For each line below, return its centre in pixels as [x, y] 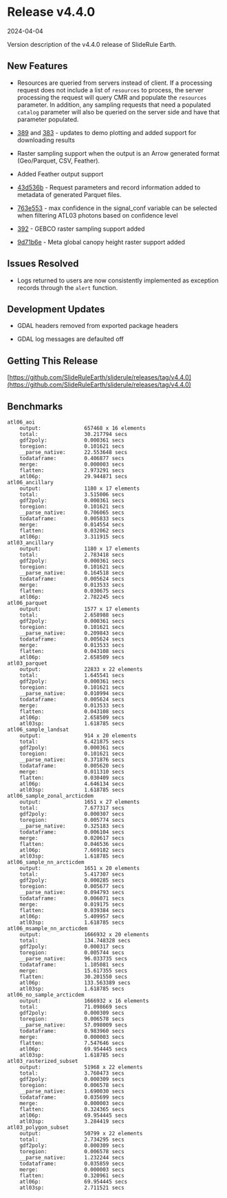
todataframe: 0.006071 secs [72, 898]
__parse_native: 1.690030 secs [72, 1091]
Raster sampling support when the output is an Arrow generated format [118, 153]
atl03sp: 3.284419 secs [72, 1122]
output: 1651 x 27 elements [79, 802]
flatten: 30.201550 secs [74, 977]
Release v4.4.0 [51, 12]
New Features [37, 66]
